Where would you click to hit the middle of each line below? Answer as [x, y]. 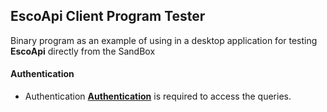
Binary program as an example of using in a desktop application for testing [164, 40]
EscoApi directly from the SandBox [83, 51]
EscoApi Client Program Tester [108, 16]
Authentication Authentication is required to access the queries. [158, 96]
